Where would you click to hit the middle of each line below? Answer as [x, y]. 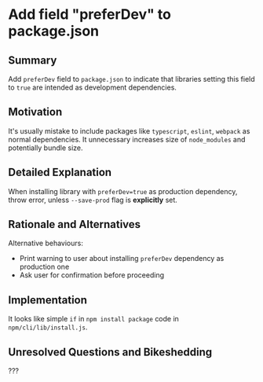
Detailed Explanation [60, 173]
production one [44, 267]
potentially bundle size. [46, 148]
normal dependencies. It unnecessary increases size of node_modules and [127, 139]
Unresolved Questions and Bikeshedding [110, 352]
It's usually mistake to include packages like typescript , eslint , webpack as [129, 130]
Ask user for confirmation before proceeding [92, 275]
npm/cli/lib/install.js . [48, 327]
